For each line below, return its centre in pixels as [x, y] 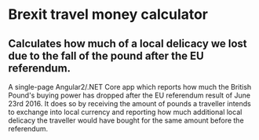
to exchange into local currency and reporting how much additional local [125, 112]
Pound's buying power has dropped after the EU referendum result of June [129, 95]
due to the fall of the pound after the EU [106, 55]
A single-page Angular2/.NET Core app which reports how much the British [130, 87]
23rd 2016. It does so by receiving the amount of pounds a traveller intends [129, 103]
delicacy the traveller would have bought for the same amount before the [126, 120]
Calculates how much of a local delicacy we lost [128, 44]
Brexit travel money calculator [108, 15]
